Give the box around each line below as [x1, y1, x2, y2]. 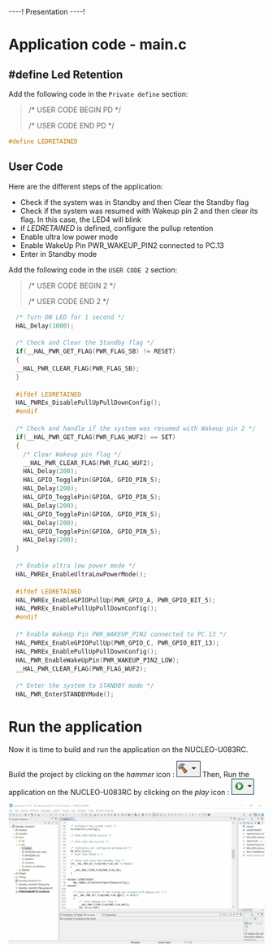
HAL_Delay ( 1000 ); [15, 321, 75, 330]
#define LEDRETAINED [8, 137, 79, 146]
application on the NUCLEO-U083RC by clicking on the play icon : [8, 788, 230, 797]
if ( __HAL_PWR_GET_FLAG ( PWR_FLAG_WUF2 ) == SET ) [15, 433, 176, 441]
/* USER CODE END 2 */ [28, 296, 110, 306]
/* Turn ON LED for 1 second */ [15, 313, 126, 321]
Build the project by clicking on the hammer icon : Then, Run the [8, 770, 249, 779]
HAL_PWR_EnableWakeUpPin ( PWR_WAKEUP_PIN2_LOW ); [15, 656, 180, 664]
